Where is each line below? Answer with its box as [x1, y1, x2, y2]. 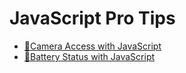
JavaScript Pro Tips [9, 7, 176, 30]
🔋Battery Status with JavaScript [23, 50, 156, 62]
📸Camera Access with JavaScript [23, 40, 162, 52]
